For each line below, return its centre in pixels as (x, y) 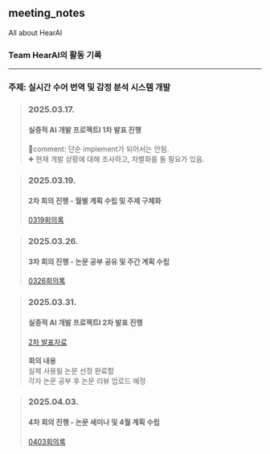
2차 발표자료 (47, 342)
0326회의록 (47, 281)
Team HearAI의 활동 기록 (55, 55)
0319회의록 (46, 220)
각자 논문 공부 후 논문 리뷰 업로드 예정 (87, 381)
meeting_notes (47, 13)
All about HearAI (35, 32)
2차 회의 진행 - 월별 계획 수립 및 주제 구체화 (94, 200)
